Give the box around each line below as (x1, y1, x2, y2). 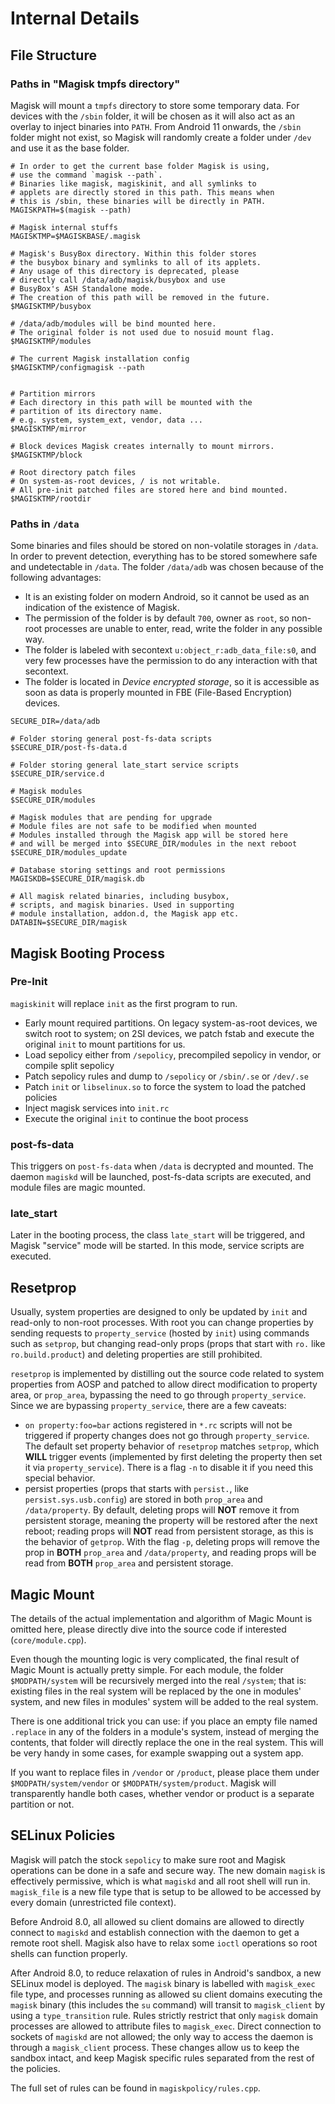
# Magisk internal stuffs (10, 222, 118, 232)
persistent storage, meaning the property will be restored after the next (24, 1515, 318, 1527)
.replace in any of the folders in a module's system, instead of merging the (10, 1726, 320, 1738)
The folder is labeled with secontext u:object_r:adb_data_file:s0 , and (24, 644, 317, 656)
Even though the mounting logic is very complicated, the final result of (10, 1653, 300, 1666)
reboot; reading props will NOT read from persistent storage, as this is (24, 1525, 314, 1537)
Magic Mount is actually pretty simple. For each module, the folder (10, 1664, 284, 1676)
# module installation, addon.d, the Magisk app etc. (10, 909, 240, 919)
